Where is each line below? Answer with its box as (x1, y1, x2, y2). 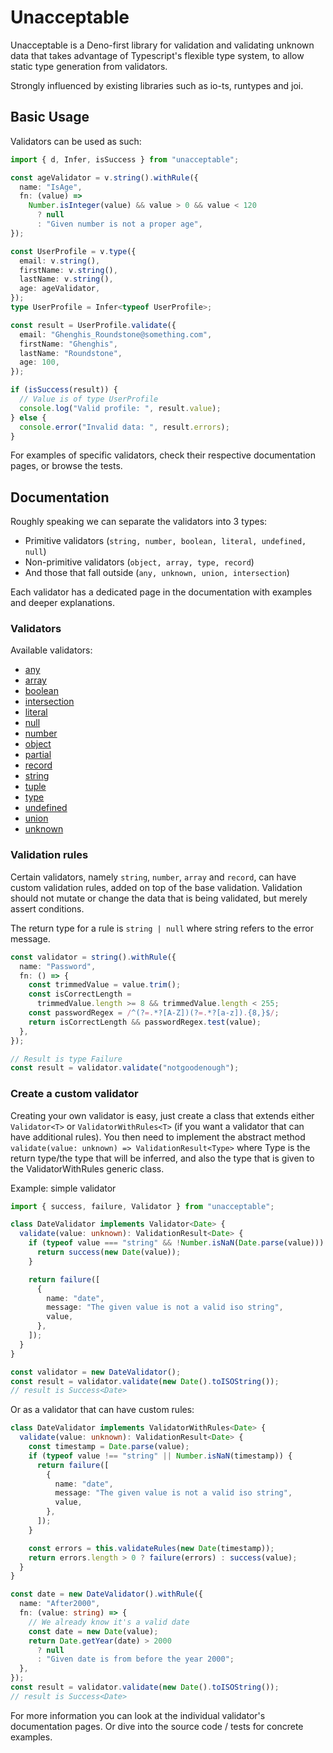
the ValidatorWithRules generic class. (10, 1162, 165, 1175)
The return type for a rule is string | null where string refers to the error (10, 922, 314, 934)
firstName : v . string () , (19, 265, 118, 275)
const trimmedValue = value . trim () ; (28, 980, 182, 990)
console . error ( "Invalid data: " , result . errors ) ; (19, 422, 230, 432)
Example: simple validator (10, 1182, 117, 1194)
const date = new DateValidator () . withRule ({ (10, 1589, 203, 1600)
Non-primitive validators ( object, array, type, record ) (24, 556, 255, 568)
